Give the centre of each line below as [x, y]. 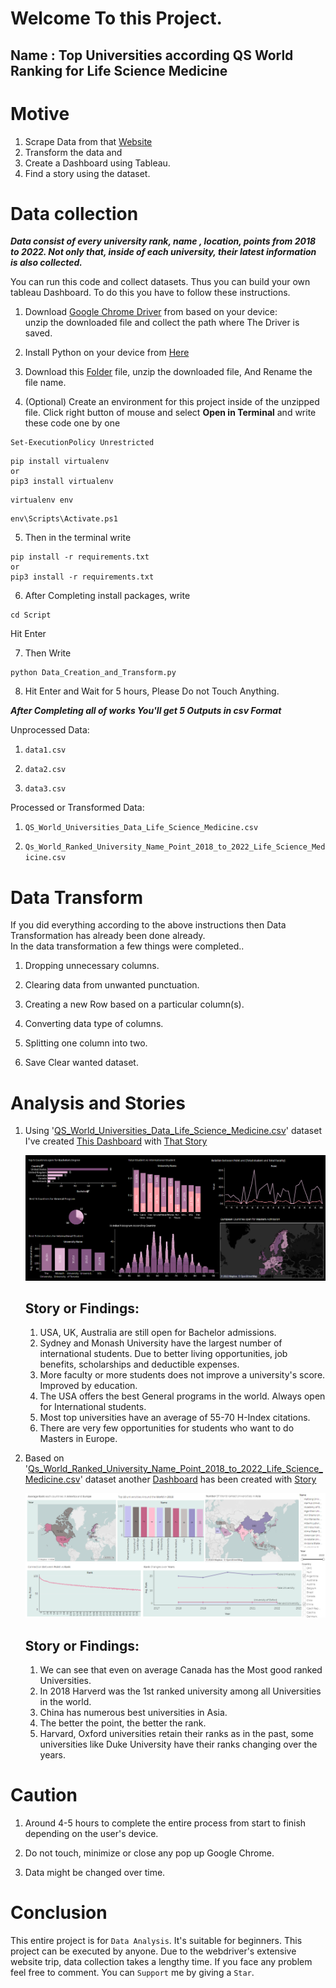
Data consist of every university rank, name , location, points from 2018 [163, 241]
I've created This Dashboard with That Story [116, 1141]
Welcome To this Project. [116, 18]
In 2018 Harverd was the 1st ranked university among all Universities [180, 1691]
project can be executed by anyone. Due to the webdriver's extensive [153, 1951]
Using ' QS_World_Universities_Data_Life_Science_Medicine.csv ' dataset [173, 1131]
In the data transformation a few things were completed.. [127, 946]
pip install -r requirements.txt [80, 557]
